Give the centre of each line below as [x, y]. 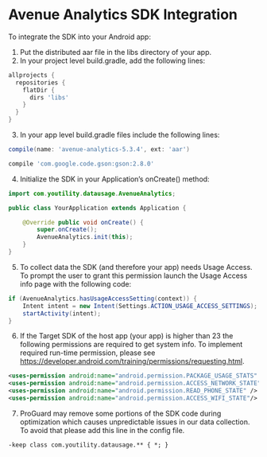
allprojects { [32, 75]
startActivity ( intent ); [62, 313]
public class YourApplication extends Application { [97, 208]
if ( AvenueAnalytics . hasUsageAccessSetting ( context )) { [103, 299]
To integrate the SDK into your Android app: [79, 37]
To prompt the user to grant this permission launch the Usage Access [133, 275]
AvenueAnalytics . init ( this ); [85, 237]
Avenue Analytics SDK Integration [123, 15]
